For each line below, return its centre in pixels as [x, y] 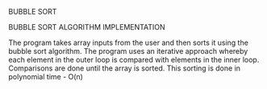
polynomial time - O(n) [46, 77]
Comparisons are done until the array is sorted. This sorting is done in [124, 68]
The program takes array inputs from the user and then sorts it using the [128, 42]
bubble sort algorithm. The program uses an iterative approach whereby [128, 51]
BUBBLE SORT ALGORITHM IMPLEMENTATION [87, 27]
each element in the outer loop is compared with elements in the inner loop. [134, 60]
